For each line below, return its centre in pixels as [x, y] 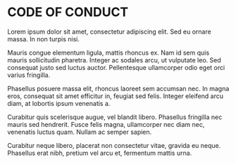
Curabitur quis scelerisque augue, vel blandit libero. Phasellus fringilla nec [115, 117]
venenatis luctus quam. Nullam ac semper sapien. [80, 132]
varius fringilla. [29, 75]
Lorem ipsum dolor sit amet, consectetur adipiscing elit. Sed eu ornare [109, 32]
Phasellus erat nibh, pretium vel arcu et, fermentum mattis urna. [100, 153]
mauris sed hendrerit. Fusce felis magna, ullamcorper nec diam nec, [106, 124]
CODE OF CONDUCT [68, 12]
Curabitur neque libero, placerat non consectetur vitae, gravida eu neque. [114, 145]
